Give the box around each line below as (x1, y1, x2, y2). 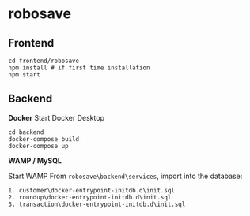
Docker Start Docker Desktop (8, 113, 105, 122)
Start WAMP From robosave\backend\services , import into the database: (8, 171, 243, 181)
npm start (8, 71, 41, 79)
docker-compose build (8, 135, 80, 143)
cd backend (8, 128, 44, 136)
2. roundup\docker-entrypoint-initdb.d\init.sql (8, 193, 172, 201)
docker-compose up (8, 142, 69, 150)
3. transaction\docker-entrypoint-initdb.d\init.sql (8, 200, 186, 208)
